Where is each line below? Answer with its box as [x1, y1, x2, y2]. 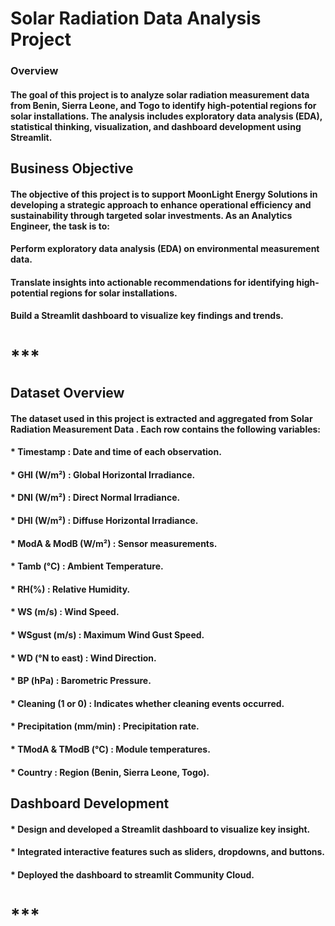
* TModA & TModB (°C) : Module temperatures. [10, 743, 211, 755]
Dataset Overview [10, 385, 125, 402]
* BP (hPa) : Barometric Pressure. [10, 675, 152, 687]
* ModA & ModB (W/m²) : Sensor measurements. [10, 537, 218, 549]
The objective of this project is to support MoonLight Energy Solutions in [10, 188, 318, 200]
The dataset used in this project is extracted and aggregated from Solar [10, 412, 313, 424]
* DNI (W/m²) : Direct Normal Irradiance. [10, 492, 181, 504]
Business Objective [10, 160, 134, 177]
